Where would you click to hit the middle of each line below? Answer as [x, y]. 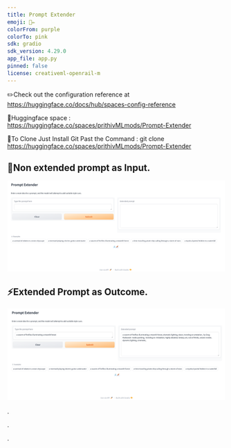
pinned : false [28, 66]
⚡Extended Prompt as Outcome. [78, 292]
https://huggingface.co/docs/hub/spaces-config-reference [92, 104]
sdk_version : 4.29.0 [37, 51]
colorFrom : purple [34, 29]
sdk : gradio [24, 44]
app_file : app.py [32, 59]
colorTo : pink [28, 37]
